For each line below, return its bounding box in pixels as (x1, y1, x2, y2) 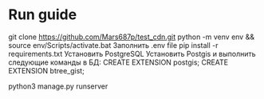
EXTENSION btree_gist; (8, 65, 85, 75)
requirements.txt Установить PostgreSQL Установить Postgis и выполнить (8, 49, 257, 58)
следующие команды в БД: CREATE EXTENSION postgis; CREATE (8, 57, 229, 67)
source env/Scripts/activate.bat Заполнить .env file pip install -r (8, 40, 219, 49)
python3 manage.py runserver (8, 81, 108, 91)
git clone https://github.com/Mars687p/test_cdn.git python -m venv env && (8, 32, 255, 42)
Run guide (8, 6, 77, 24)
